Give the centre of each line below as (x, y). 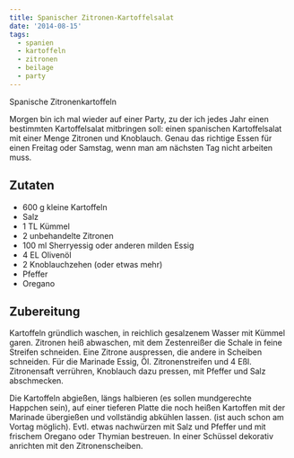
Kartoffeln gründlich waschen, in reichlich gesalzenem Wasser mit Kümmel (147, 333)
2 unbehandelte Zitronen (68, 235)
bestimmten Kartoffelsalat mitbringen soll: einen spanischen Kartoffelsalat (146, 128)
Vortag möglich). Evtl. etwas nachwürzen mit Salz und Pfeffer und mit (138, 427)
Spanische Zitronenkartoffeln (63, 101)
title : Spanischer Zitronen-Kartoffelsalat (92, 18)
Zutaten (32, 185)
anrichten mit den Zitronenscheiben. (76, 446)
